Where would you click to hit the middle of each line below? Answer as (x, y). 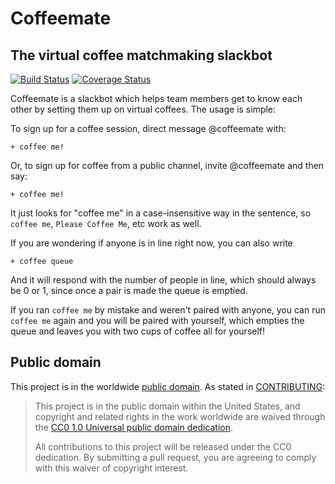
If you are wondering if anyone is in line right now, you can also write (151, 243)
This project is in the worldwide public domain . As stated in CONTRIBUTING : (168, 386)
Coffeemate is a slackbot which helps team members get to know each (156, 98)
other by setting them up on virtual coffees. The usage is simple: (143, 109)
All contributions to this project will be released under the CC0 (163, 446)
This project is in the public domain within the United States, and (167, 406)
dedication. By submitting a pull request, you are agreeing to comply (175, 457)
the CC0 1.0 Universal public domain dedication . (134, 427)
